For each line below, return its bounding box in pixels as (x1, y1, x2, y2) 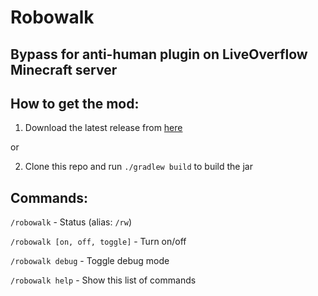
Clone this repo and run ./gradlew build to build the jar (24, 161, 253, 173)
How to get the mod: (10, 95, 140, 112)
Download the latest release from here (24, 122, 183, 134)
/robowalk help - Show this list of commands (10, 274, 197, 286)
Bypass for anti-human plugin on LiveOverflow (10, 46, 308, 63)
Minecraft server (10, 61, 118, 78)
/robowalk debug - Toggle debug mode (10, 255, 170, 267)
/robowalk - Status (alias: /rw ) (10, 216, 132, 228)
